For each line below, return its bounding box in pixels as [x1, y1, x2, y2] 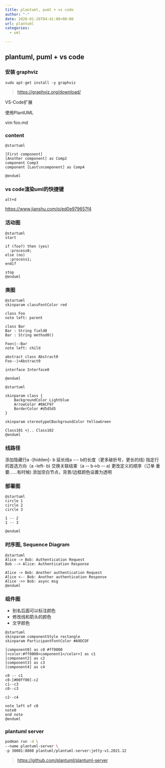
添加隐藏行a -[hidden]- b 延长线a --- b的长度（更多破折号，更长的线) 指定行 [5, 457, 159, 463]
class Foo [5, 311, 26, 316]
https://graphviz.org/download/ [17, 89, 81, 95]
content [5, 132, 25, 139]
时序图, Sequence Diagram [5, 541, 70, 548]
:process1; [9, 257, 32, 262]
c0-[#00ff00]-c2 [5, 677, 38, 683]
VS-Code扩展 [5, 99, 33, 105]
